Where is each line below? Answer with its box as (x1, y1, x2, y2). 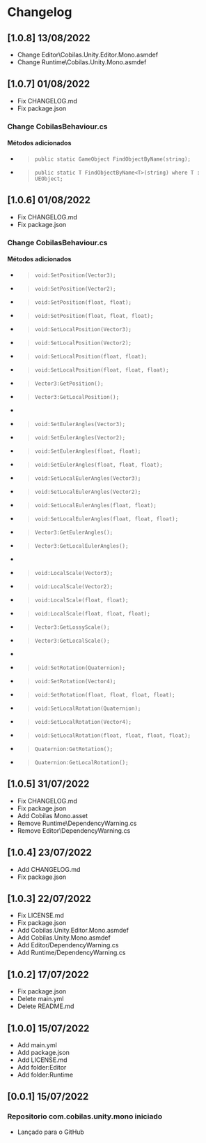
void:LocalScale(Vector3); (34, 569, 113, 576)
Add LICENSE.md (17, 1056, 68, 1064)
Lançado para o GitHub (17, 1128, 85, 1136)
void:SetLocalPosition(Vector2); (34, 340, 132, 347)
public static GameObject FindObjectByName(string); (34, 155, 191, 163)
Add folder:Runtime (17, 1070, 74, 1079)
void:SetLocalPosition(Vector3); (34, 326, 132, 333)
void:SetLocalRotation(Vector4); (34, 718, 132, 725)
